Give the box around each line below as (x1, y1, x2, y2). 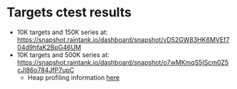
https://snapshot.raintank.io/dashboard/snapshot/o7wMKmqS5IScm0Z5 (16, 58, 229, 66)
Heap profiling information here (27, 73, 120, 82)
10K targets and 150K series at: (16, 28, 108, 36)
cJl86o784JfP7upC (16, 66, 75, 74)
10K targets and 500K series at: (16, 51, 110, 59)
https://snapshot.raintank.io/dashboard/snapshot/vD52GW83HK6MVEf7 (16, 35, 230, 43)
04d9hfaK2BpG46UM (16, 43, 81, 51)
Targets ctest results (6, 4, 132, 21)
